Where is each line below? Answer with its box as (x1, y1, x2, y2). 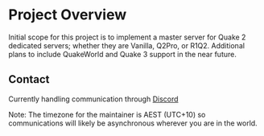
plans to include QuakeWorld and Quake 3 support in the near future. (8, 49, 237, 59)
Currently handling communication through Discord (8, 94, 179, 104)
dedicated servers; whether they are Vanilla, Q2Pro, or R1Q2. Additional (8, 40, 245, 50)
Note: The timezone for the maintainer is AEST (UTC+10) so (8, 109, 206, 119)
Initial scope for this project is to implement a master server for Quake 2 (8, 32, 246, 42)
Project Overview (8, 6, 127, 24)
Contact (8, 72, 50, 86)
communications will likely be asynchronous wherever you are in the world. (8, 118, 258, 128)
